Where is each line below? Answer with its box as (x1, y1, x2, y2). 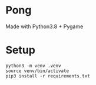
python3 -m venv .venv (5, 63, 61, 69)
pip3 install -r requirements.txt (5, 73, 91, 79)
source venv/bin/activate (5, 68, 69, 74)
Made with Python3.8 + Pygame (5, 23, 84, 30)
